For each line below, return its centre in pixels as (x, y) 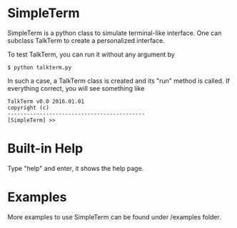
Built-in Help (45, 149)
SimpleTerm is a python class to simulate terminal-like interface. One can (115, 33)
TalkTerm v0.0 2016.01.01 (46, 101)
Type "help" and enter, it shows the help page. (76, 168)
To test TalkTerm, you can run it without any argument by (91, 54)
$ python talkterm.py (40, 67)
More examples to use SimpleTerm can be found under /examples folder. (114, 217)
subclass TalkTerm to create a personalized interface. (86, 40)
